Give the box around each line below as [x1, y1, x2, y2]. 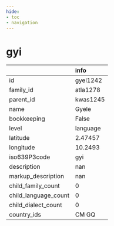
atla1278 [75, 86, 101, 94]
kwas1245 [75, 96, 105, 104]
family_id [9, 86, 33, 94]
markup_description [9, 172, 65, 181]
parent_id [9, 96, 35, 104]
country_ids [9, 211, 41, 219]
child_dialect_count [9, 201, 62, 209]
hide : [6, 8, 19, 15]
